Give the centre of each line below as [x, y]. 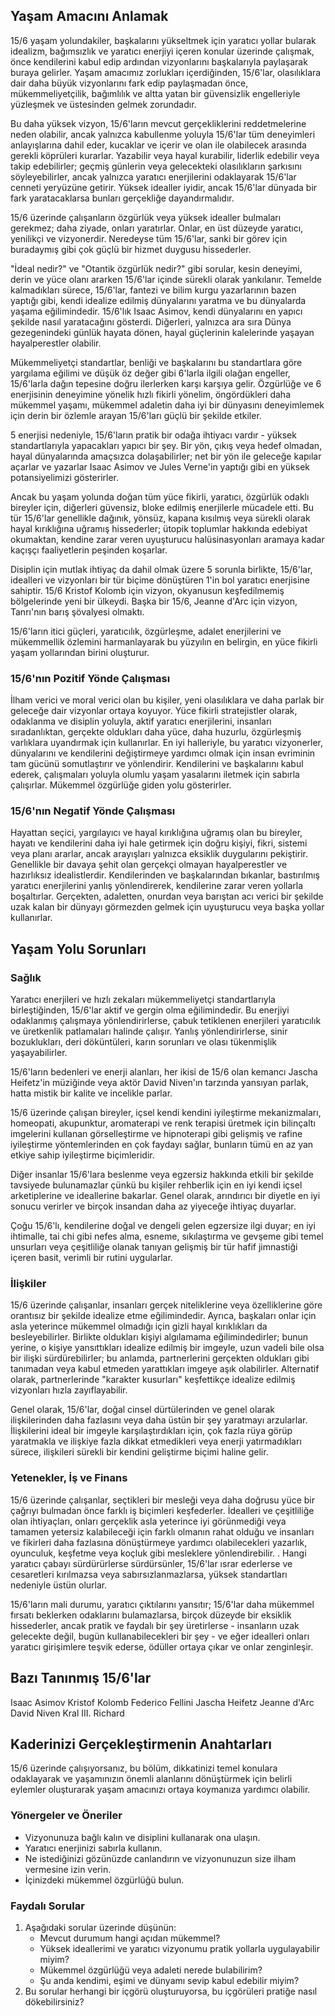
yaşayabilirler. [39, 1053]
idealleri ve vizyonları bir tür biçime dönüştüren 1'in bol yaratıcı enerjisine [160, 580]
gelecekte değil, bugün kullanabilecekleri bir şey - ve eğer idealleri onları [160, 1636]
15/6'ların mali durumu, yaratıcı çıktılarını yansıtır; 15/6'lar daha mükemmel [162, 1604]
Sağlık [26, 977]
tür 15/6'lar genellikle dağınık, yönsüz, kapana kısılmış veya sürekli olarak [160, 518]
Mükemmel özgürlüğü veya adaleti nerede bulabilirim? [151, 1970]
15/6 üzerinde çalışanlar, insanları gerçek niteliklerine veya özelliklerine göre [166, 1305]
